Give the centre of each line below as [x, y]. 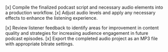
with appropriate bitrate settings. [40, 44]
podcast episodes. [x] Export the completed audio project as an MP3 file [82, 38]
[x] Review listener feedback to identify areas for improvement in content [82, 28]
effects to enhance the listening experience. [52, 18]
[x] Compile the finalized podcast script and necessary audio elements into [84, 7]
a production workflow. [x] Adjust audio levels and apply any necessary [80, 13]
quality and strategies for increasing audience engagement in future [77, 33]
